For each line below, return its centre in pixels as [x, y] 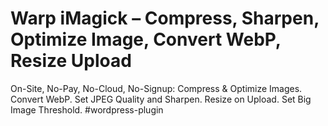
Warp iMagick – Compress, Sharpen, [165, 18]
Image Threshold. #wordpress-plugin [87, 109]
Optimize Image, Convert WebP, [146, 39]
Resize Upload [71, 61]
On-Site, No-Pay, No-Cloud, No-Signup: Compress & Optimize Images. [156, 88]
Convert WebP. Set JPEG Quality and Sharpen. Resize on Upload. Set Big [161, 99]
